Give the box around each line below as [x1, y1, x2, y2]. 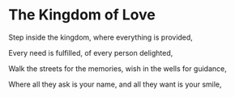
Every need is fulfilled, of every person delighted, [8, 48, 173, 57]
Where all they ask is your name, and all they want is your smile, [8, 79, 222, 89]
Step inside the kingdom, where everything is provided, [8, 32, 193, 42]
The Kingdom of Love [8, 6, 156, 24]
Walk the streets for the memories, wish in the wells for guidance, [8, 63, 227, 74]
